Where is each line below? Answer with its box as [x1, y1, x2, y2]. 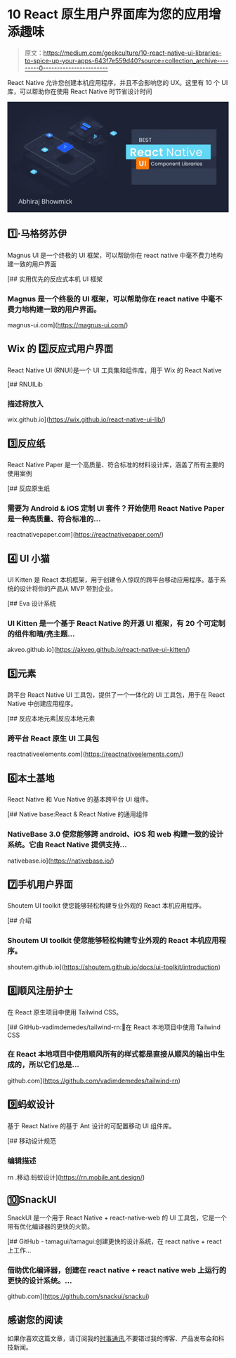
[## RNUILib [7, 380, 44, 389]
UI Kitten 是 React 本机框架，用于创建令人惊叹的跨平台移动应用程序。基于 [7, 575, 220, 584]
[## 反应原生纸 [7, 484, 51, 492]
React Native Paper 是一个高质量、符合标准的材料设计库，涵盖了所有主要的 [7, 460, 225, 469]
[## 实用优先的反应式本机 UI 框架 [7, 275, 103, 283]
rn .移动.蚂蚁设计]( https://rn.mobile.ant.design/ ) [7, 1173, 145, 1181]
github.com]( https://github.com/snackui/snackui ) [7, 1292, 150, 1300]
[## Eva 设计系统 [7, 599, 56, 608]
